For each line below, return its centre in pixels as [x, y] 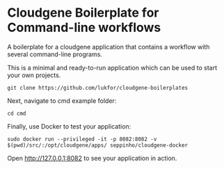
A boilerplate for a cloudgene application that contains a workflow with [109, 47]
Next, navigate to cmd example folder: [62, 100]
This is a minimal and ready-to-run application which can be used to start [112, 67]
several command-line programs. [55, 54]
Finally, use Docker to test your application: [69, 126]
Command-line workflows [84, 27]
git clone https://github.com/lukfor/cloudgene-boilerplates [98, 88]
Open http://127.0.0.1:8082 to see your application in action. [92, 158]
